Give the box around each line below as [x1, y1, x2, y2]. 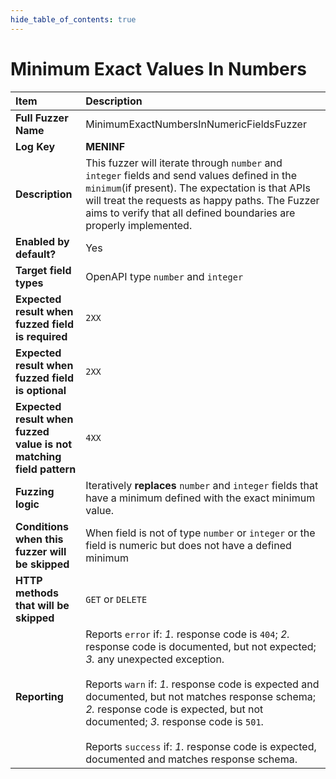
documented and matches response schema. [85, 752, 298, 766]
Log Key [15, 139, 56, 153]
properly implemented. [85, 218, 193, 232]
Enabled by [15, 234, 70, 248]
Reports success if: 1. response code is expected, [85, 739, 317, 753]
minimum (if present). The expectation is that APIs [85, 181, 312, 195]
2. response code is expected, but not [85, 702, 264, 716]
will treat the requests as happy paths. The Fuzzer [85, 193, 320, 207]
